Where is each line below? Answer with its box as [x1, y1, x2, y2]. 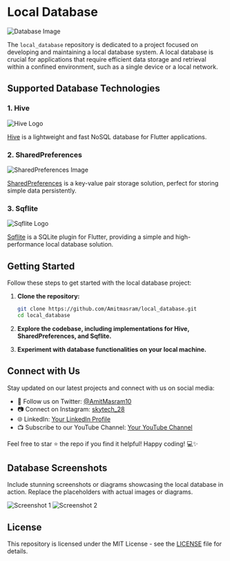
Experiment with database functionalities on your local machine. [17, 345, 207, 353]
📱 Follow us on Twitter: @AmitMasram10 [17, 397, 132, 405]
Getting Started [7, 260, 75, 272]
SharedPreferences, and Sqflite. [17, 332, 112, 340]
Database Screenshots [7, 462, 108, 474]
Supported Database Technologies [7, 82, 160, 94]
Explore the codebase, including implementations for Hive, [17, 324, 190, 332]
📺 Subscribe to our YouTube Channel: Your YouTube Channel [17, 423, 193, 431]
